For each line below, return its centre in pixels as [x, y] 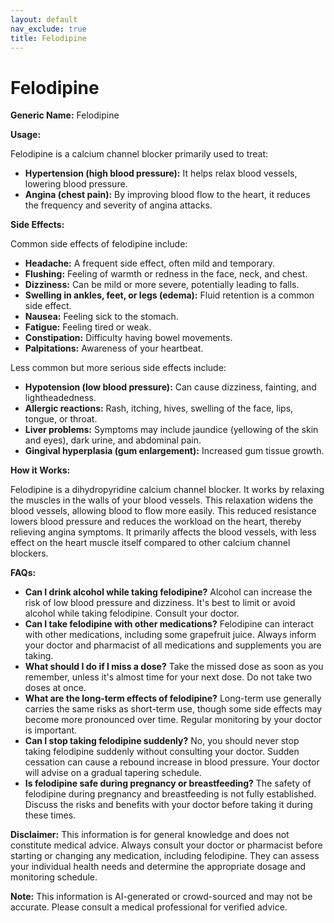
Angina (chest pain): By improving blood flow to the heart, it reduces [167, 195]
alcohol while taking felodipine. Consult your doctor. [132, 613]
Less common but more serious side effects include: [118, 368]
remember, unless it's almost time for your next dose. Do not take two [168, 677]
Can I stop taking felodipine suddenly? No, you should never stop [162, 741]
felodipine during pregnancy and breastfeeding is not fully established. [170, 794]
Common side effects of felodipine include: [99, 244]
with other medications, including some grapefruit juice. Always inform [170, 635]
